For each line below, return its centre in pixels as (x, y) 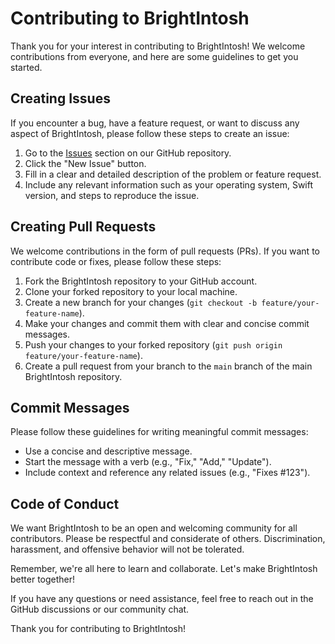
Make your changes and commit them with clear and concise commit (167, 323)
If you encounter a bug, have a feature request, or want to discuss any (155, 123)
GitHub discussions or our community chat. (100, 609)
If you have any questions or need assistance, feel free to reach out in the (162, 599)
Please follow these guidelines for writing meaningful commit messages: (159, 432)
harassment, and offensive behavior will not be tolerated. (127, 549)
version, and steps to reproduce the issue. (112, 195)
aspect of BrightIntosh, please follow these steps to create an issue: (150, 133)
